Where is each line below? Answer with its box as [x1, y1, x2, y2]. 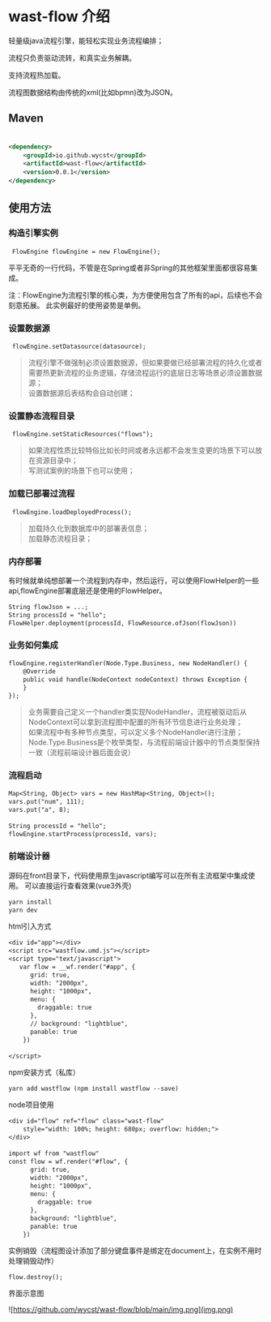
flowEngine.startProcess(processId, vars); [8, 831, 158, 839]
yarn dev [8, 906, 38, 914]
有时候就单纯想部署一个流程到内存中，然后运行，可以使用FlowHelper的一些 [8, 575, 260, 585]
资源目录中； [35, 456, 78, 466]
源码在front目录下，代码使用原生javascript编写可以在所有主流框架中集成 [8, 870, 248, 880]
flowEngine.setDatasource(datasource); [11, 342, 147, 350]
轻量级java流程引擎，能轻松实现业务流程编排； [8, 36, 164, 45]
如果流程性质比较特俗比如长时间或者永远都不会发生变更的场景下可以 [28, 445, 256, 455]
